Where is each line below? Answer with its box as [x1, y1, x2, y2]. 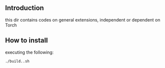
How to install [5, 36, 48, 45]
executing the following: [5, 49, 54, 55]
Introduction [5, 4, 44, 12]
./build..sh [5, 59, 30, 64]
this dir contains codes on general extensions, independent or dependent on [5, 17, 161, 23]
